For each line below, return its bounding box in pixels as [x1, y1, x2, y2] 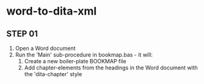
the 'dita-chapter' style [24, 71, 82, 77]
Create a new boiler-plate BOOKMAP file [24, 58, 126, 65]
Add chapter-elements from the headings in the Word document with [24, 64, 199, 71]
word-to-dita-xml [6, 4, 97, 18]
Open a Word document [15, 44, 76, 52]
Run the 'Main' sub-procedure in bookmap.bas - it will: [15, 51, 153, 58]
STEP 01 [6, 29, 38, 39]
